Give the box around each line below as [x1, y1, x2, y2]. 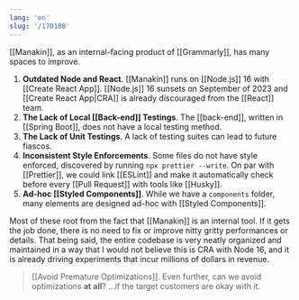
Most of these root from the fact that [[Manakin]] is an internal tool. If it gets [9, 215, 290, 226]
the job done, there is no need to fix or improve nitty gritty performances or [9, 224, 288, 235]
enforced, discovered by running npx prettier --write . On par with [22, 159, 275, 170]
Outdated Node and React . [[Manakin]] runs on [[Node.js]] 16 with [22, 73, 270, 84]
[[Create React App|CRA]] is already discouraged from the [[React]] [22, 92, 275, 104]
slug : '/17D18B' [9, 22, 70, 31]
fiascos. [22, 141, 52, 151]
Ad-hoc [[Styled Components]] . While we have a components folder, [22, 188, 276, 199]
